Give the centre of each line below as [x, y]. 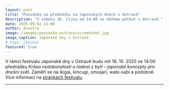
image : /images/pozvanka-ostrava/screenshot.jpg [57, 33]
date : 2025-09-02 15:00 [30, 24]
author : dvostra [22, 28]
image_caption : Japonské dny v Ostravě [47, 38]
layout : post [19, 10]
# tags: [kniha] [22, 42]
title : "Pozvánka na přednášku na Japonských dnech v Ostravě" [73, 14]
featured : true [21, 47]
